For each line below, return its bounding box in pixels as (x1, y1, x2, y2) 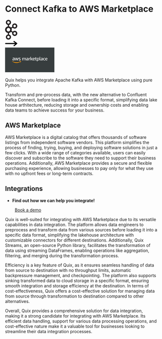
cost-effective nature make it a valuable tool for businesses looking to (5, 323, 145, 329)
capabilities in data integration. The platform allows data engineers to (5, 222, 144, 227)
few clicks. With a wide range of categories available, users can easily (5, 150, 146, 155)
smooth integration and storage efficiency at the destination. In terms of (5, 282, 149, 288)
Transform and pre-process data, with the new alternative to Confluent (5, 92, 147, 97)
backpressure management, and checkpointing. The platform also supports (5, 272, 157, 278)
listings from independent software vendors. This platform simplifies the (5, 139, 149, 145)
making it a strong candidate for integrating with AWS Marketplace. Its (5, 313, 146, 319)
